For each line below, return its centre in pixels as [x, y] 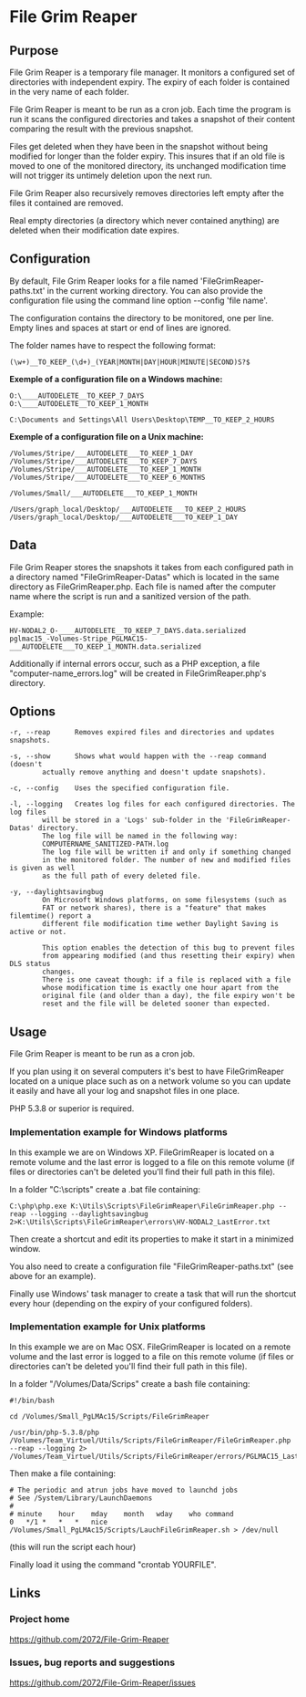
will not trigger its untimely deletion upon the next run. [111, 176]
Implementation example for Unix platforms [108, 1327]
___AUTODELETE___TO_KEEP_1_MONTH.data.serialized [106, 646]
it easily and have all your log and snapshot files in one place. [124, 1091]
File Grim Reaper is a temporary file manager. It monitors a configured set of [153, 72]
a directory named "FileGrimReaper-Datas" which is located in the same [144, 577]
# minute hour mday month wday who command [122, 1514]
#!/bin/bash [32, 1400]
